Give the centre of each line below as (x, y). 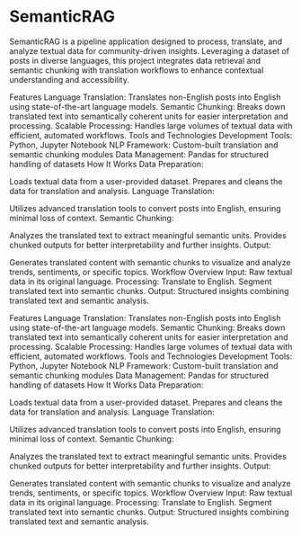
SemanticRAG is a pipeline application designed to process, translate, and (146, 41)
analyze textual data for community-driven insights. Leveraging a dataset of (150, 50)
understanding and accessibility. (70, 79)
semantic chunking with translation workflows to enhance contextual (137, 70)
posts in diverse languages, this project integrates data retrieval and (135, 60)
